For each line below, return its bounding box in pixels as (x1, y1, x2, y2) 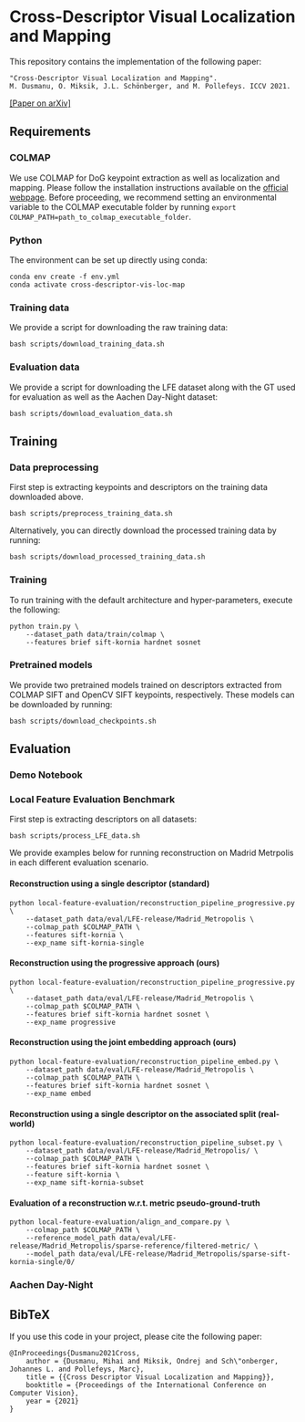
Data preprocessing (9, 461, 99, 474)
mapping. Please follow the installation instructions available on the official (9, 182, 289, 193)
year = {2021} (25, 1396, 79, 1406)
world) (9, 1118, 36, 1129)
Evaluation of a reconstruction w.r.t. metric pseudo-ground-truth (9, 1197, 261, 1208)
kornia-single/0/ (9, 1258, 76, 1267)
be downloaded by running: (9, 698, 113, 709)
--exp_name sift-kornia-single (25, 938, 145, 947)
